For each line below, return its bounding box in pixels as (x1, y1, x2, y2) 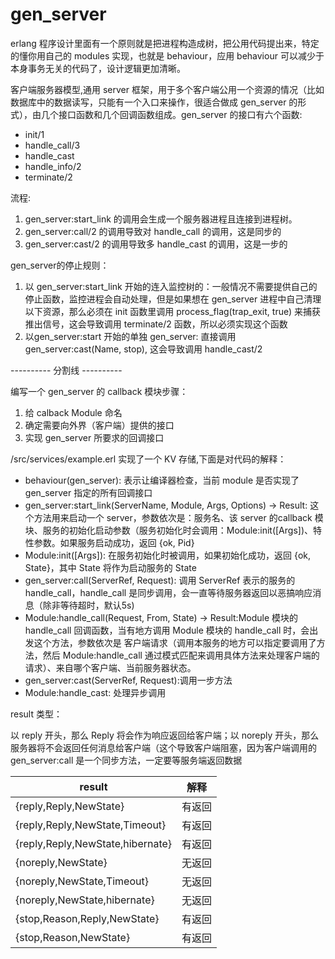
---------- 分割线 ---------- (10, 364, 123, 376)
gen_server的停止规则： (10, 259, 110, 271)
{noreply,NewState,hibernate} (15, 893, 155, 907)
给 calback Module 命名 (24, 406, 123, 418)
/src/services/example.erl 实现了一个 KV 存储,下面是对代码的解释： (10, 453, 287, 465)
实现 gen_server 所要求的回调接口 (24, 431, 165, 443)
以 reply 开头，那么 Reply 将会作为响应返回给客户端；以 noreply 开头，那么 (10, 729, 320, 741)
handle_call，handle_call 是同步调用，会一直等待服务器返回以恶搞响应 (24, 586, 313, 598)
